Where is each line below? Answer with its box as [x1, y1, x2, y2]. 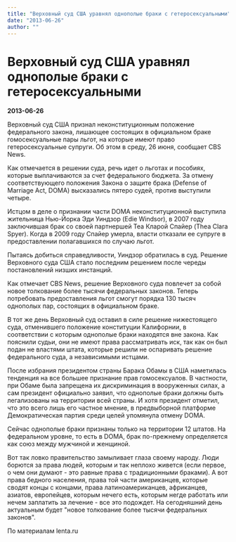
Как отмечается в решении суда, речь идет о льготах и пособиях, [7, 164, 206, 172]
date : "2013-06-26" [7, 17, 65, 24]
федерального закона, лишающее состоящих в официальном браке [7, 128, 211, 136]
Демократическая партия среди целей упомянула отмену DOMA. [7, 411, 206, 420]
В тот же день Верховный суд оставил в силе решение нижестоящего [7, 316, 218, 324]
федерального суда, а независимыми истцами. [7, 353, 150, 361]
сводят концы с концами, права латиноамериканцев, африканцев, [7, 483, 207, 492]
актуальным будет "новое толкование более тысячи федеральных [7, 505, 207, 514]
